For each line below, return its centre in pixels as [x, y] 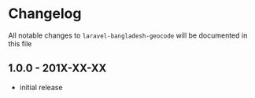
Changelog [45, 14]
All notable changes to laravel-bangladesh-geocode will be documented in [128, 35]
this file [20, 43]
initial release [41, 87]
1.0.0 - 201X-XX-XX [57, 69]
